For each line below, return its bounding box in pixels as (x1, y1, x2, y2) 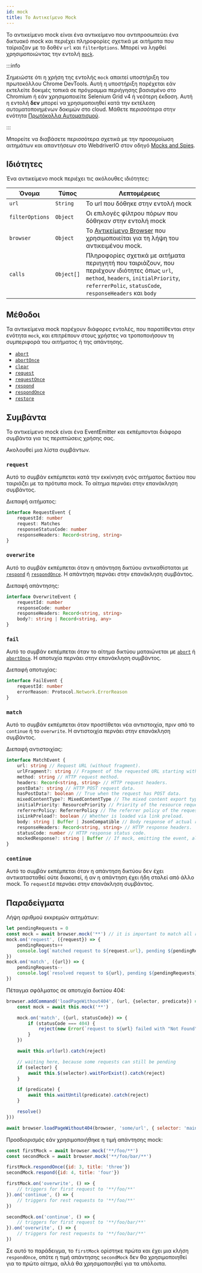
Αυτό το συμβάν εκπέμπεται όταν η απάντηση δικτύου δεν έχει (6, 868, 164, 875)
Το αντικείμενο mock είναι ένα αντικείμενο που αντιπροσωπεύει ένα (6, 31, 179, 38)
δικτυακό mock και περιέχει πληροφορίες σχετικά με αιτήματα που (6, 37, 174, 45)
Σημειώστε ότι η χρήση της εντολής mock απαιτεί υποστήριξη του (6, 73, 170, 81)
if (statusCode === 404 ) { (28, 1020, 96, 1027)
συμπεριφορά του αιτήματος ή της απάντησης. (6, 338, 124, 346)
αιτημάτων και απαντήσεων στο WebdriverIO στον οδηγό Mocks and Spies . (6, 142, 195, 149)
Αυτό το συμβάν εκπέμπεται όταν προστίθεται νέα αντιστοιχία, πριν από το (6, 721, 195, 729)
